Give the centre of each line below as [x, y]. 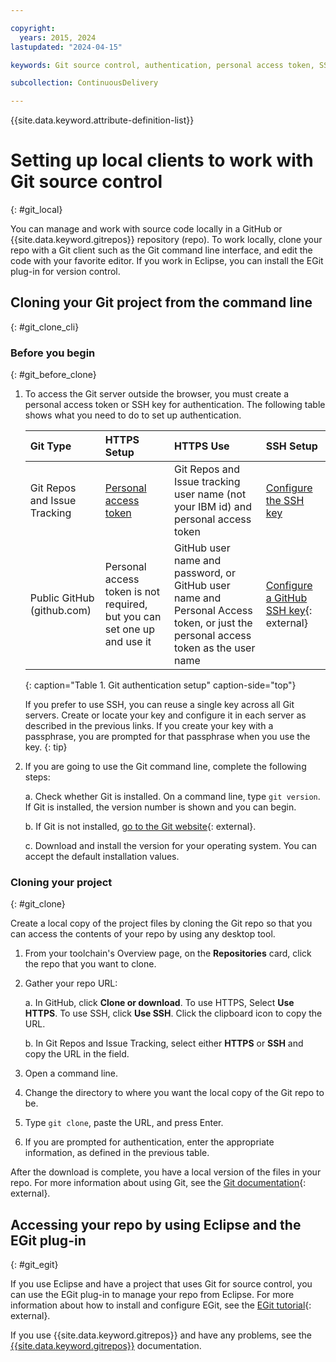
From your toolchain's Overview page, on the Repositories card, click [168, 953]
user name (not [210, 494]
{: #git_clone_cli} [45, 327]
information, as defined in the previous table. [117, 1153]
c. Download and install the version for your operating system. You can [170, 846]
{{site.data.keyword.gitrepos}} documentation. [106, 1346]
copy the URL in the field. [77, 1054]
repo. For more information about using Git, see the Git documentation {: [158, 1183]
